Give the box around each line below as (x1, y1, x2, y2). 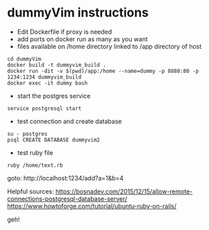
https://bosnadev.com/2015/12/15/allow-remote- (54, 187, 193, 196)
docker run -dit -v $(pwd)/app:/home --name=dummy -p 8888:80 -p (7, 67, 199, 74)
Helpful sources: (7, 187, 54, 196)
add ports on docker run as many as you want (17, 34, 148, 43)
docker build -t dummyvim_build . (7, 61, 107, 68)
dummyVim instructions (7, 5, 149, 21)
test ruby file (17, 148, 54, 156)
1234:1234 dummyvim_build (7, 74, 81, 81)
